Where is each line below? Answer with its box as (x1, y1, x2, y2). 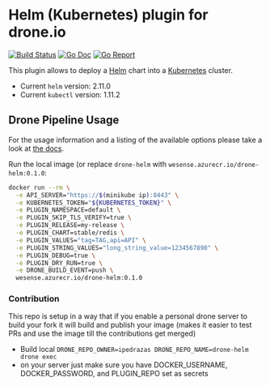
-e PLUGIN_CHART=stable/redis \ (15, 229, 125, 237)
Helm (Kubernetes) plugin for (8, 6, 209, 24)
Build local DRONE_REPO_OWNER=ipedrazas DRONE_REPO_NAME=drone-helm (19, 345, 249, 354)
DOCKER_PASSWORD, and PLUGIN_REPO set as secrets (19, 369, 209, 379)
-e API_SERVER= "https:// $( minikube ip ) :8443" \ (15, 191, 179, 199)
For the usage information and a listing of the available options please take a (8, 135, 263, 144)
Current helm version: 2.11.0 (19, 81, 112, 91)
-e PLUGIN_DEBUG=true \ (15, 251, 95, 259)
